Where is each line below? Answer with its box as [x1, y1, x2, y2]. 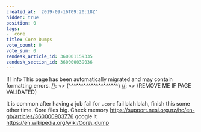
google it [75, 112, 97, 120]
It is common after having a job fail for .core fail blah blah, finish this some [6, 100, 191, 107]
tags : [6, 25, 20, 32]
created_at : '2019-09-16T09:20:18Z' [6, 8, 98, 15]
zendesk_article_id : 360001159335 [6, 53, 93, 59]
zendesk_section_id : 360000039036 [6, 59, 93, 65]
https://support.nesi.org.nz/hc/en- [110, 106, 195, 113]
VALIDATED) [6, 88, 37, 95]
